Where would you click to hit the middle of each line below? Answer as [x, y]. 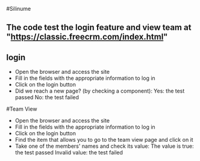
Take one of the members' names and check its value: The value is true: [104, 146]
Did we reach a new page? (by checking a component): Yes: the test [100, 91]
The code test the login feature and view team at [99, 27]
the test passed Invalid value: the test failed [69, 153]
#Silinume [19, 9]
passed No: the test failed [47, 97]
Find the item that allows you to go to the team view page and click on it [104, 140]
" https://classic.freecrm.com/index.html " [87, 37]
